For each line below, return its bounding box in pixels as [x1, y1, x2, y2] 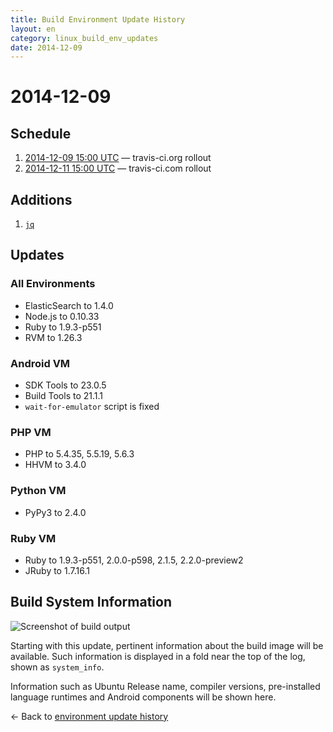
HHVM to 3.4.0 [24, 459, 87, 471]
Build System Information [10, 594, 172, 611]
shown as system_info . [10, 661, 105, 673]
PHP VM [10, 425, 52, 439]
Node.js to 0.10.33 [24, 310, 100, 322]
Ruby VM [10, 531, 57, 545]
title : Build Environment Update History [10, 14, 186, 25]
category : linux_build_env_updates [10, 33, 159, 43]
